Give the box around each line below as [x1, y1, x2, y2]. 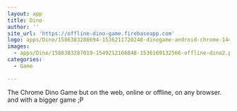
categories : [7, 56, 42, 63]
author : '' [7, 23, 39, 30]
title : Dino [7, 17, 42, 24]
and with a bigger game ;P [7, 96, 84, 104]
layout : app [7, 10, 42, 18]
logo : [7, 37, 23, 44]
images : [7, 43, 30, 50]
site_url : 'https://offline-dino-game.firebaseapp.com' [7, 30, 175, 37]
